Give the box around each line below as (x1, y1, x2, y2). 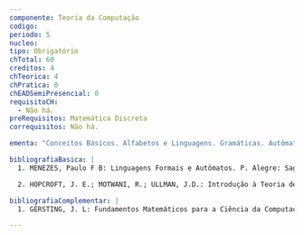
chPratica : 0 (9, 80, 59, 89)
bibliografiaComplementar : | (9, 196, 119, 205)
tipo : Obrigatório (9, 47, 79, 56)
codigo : (9, 22, 39, 31)
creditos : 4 (9, 64, 54, 73)
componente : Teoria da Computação (9, 13, 140, 23)
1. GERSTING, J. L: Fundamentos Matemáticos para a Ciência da (17, 204, 261, 213)
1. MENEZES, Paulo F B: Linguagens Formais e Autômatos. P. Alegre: (17, 164, 281, 173)
